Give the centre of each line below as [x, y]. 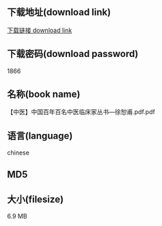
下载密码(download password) [73, 54]
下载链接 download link [40, 30]
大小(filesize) [35, 200]
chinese [18, 152]
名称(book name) [44, 94]
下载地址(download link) [59, 12]
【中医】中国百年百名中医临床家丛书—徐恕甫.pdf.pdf [81, 112]
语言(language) [40, 136]
